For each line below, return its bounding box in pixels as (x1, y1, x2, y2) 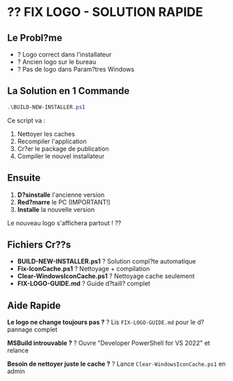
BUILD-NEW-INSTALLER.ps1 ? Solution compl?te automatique (17, 257, 196, 266)
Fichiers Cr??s (7, 238, 72, 250)
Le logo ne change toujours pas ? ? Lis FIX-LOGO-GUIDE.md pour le (7, 318, 196, 327)
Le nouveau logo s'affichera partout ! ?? (7, 218, 122, 227)
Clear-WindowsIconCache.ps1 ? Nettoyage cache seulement (17, 272, 195, 280)
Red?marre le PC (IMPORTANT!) (17, 197, 111, 206)
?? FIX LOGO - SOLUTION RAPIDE (7, 4, 203, 20)
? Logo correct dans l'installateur (17, 50, 112, 58)
